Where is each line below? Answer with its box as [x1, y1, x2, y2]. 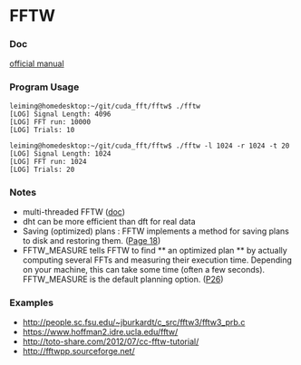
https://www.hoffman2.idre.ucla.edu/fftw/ [22, 327, 179, 338]
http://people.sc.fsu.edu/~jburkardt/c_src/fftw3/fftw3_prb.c [22, 317, 246, 328]
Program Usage [9, 81, 80, 93]
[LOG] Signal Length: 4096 [9, 110, 112, 119]
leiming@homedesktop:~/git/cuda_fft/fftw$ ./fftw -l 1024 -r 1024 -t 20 [9, 141, 290, 150]
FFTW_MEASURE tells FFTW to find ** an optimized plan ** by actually [22, 245, 287, 256]
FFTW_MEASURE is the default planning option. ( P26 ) [22, 274, 224, 285]
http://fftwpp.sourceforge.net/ [22, 346, 135, 357]
